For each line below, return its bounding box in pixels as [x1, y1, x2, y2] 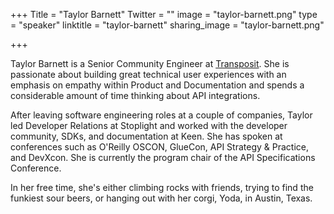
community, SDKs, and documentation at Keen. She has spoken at [10, 130, 283, 142]
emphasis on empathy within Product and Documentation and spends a [10, 79, 305, 91]
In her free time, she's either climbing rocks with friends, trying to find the [10, 182, 314, 193]
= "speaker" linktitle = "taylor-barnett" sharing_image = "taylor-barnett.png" [10, 19, 325, 31]
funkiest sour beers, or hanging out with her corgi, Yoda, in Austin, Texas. [10, 192, 313, 204]
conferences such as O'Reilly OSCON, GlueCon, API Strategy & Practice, [10, 141, 309, 153]
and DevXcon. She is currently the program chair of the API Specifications [10, 152, 316, 163]
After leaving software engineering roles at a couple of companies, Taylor [10, 109, 313, 121]
